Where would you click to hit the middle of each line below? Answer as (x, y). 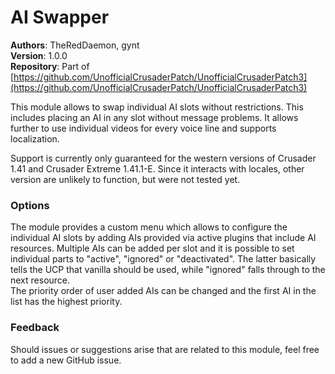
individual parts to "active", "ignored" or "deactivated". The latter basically (163, 259)
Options (30, 205)
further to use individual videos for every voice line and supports (143, 128)
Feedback (35, 328)
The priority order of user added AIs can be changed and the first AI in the (163, 291)
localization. (35, 138)
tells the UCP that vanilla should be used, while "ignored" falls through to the (168, 270)
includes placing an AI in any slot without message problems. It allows (154, 117)
